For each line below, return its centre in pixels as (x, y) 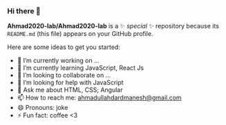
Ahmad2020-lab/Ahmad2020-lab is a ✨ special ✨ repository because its (113, 26)
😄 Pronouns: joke (43, 108)
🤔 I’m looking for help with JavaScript (70, 83)
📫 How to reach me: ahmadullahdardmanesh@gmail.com (99, 98)
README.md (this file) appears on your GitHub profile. (80, 34)
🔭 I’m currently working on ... (58, 61)
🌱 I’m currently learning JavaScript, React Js (80, 68)
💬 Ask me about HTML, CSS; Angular (70, 90)
